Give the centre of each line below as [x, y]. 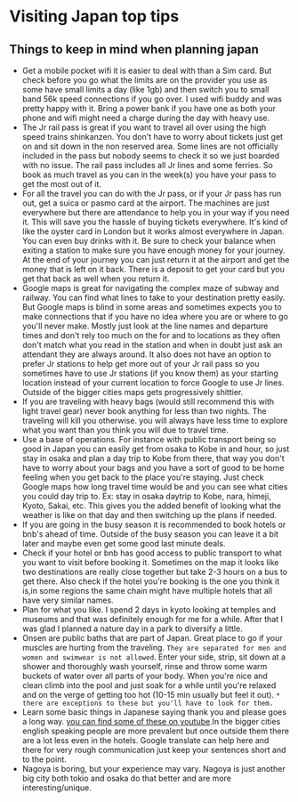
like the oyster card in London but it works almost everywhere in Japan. [153, 231]
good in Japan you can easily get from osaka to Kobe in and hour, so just [156, 449]
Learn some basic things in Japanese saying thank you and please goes [154, 712]
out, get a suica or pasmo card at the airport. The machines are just [145, 203]
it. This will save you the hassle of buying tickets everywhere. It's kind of [155, 222]
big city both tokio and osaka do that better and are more [126, 778]
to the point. [44, 759]
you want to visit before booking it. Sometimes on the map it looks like [150, 562]
